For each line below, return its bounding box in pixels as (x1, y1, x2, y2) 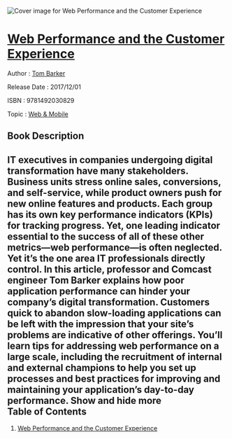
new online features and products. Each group (7, 197, 213, 209)
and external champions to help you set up (7, 361, 197, 374)
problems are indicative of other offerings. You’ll (7, 329, 223, 341)
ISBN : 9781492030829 (7, 96, 75, 104)
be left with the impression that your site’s (7, 318, 194, 330)
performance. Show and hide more (7, 394, 162, 406)
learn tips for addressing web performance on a (7, 340, 219, 351)
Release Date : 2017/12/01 (7, 83, 82, 91)
